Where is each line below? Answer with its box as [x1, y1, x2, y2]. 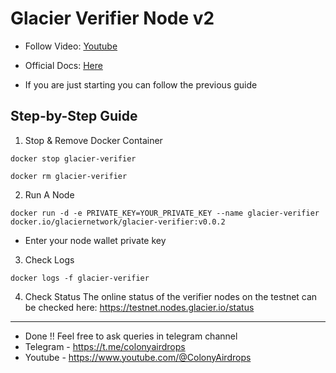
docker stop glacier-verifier [10, 153, 137, 164]
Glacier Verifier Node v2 [10, 7, 215, 30]
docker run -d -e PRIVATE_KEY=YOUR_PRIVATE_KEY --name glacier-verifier [10, 208, 320, 218]
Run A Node [24, 188, 75, 201]
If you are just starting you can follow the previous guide [24, 78, 258, 91]
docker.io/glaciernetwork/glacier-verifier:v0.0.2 [10, 217, 226, 227]
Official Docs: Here [24, 59, 103, 71]
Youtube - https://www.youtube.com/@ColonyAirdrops [24, 351, 252, 363]
